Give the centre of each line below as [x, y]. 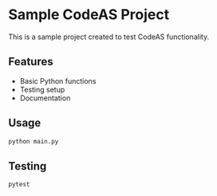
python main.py [34, 141]
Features [31, 62]
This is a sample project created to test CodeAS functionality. [109, 37]
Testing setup [42, 89]
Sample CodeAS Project [89, 15]
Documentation [45, 98]
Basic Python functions [58, 80]
